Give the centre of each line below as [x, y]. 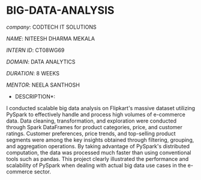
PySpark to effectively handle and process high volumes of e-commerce [96, 114]
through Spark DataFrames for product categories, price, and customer [94, 127]
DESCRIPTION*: [35, 96]
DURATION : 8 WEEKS [33, 73]
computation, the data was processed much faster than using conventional [99, 152]
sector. [43, 172]
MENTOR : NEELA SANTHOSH [43, 85]
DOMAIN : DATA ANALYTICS [41, 62]
